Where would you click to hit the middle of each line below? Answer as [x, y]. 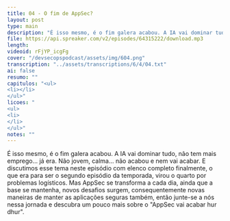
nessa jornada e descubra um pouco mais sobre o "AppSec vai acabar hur [112, 205]
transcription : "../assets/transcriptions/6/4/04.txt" [87, 64]
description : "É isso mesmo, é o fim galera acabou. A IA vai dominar [110, 32]
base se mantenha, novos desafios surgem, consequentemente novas [106, 190]
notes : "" [21, 134]
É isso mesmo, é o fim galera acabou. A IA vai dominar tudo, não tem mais [112, 154]
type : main [23, 26]
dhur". [16, 212]
